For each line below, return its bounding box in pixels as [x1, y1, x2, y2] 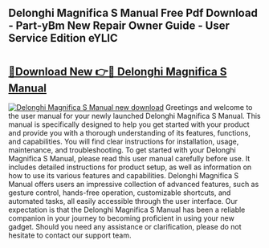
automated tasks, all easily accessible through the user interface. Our [8, 197, 238, 205]
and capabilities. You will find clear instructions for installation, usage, [8, 136, 239, 146]
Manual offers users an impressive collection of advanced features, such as [8, 180, 259, 189]
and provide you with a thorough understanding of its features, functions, [8, 128, 251, 137]
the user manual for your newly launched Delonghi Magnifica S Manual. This [8, 112, 261, 120]
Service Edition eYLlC [8, 31, 118, 45]
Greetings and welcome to [165, 103, 253, 112]
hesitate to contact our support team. [8, 230, 132, 240]
